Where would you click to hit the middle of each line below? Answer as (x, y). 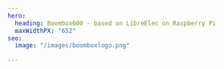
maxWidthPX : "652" (46, 30)
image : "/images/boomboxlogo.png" (72, 46)
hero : (16, 16)
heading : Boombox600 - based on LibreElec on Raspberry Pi (116, 23)
